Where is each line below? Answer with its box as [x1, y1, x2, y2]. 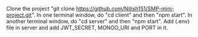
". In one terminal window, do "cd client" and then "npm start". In [31, 11, 193, 18]
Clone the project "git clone [6, 5, 75, 12]
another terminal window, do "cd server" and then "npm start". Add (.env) [6, 18, 190, 24]
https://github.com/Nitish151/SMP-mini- [76, 5, 174, 12]
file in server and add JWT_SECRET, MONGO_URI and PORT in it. [6, 24, 168, 31]
